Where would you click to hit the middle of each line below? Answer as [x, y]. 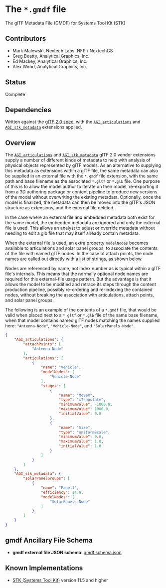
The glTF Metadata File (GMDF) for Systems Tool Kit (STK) [65, 23]
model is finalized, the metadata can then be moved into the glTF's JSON [80, 202]
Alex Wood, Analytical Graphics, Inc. [50, 66]
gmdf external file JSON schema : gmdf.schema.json [67, 552]
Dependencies [28, 110]
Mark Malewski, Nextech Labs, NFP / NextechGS [63, 50]
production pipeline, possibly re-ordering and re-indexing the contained [79, 290]
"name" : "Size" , [76, 428]
